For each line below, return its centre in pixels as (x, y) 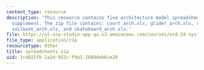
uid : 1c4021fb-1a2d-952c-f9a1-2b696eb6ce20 (62, 57)
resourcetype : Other (32, 46)
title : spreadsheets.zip (38, 52)
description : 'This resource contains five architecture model (88, 18)
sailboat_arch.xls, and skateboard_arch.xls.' (72, 29)
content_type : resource (36, 12)
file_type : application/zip (42, 40)
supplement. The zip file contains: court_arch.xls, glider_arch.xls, (103, 23)
